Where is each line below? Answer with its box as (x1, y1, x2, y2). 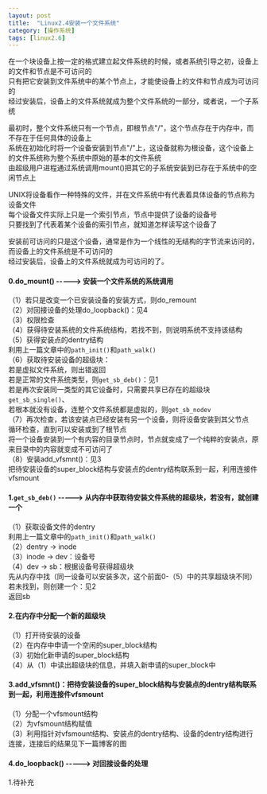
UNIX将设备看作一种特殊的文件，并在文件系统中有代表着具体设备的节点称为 (8, 190, 256, 200)
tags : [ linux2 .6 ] (8, 33, 66, 42)
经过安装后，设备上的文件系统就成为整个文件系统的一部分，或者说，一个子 (8, 96, 252, 106)
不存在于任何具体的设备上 (8, 133, 92, 143)
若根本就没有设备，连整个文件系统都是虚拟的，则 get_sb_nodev (8, 405, 211, 415)
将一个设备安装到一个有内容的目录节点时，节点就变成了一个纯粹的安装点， (8, 434, 252, 444)
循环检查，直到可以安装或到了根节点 (8, 425, 127, 434)
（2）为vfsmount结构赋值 (8, 719, 93, 729)
